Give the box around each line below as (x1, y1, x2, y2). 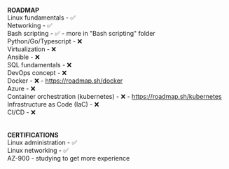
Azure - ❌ (7, 84, 36, 93)
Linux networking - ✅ (7, 147, 69, 154)
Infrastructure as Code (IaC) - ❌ (7, 100, 99, 108)
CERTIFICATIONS (7, 131, 59, 139)
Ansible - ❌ (7, 53, 40, 61)
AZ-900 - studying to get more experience (7, 154, 130, 162)
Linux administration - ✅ (7, 138, 78, 147)
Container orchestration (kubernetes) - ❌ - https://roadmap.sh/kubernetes (7, 93, 222, 100)
